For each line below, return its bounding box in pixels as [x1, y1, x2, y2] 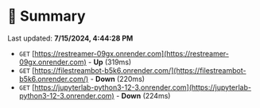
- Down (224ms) [115, 91, 171, 100]
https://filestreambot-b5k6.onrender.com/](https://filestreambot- [34, 65, 246, 75]
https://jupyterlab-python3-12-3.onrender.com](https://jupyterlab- [34, 83, 252, 92]
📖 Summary [7, 7, 86, 25]
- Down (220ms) [90, 74, 145, 83]
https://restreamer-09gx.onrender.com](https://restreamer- [34, 48, 230, 58]
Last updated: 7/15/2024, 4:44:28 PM [7, 33, 134, 43]
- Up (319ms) [87, 57, 132, 67]
